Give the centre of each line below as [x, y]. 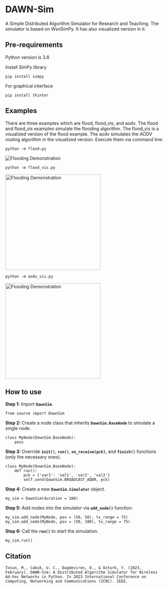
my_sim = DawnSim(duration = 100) [42, 499]
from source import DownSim [35, 414]
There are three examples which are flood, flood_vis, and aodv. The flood [82, 123]
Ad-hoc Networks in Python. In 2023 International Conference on [76, 577]
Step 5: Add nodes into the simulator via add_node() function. [69, 508]
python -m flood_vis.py [30, 167]
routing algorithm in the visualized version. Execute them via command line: [84, 139]
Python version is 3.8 [27, 57]
